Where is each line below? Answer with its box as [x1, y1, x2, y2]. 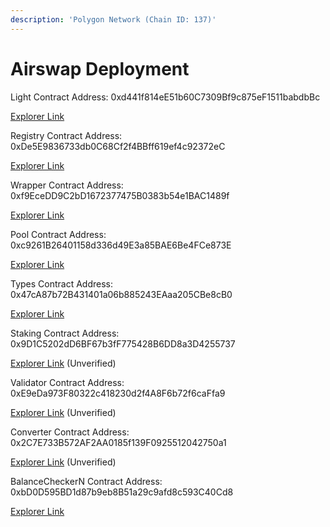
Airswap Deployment [10, 57, 190, 80]
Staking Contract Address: [10, 327, 120, 339]
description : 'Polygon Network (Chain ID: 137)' [10, 14, 217, 25]
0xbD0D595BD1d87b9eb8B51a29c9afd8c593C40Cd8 [10, 486, 234, 498]
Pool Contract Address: [10, 228, 107, 240]
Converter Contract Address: [10, 426, 130, 438]
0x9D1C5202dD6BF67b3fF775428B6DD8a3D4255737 [10, 337, 236, 350]
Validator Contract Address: [10, 376, 125, 388]
